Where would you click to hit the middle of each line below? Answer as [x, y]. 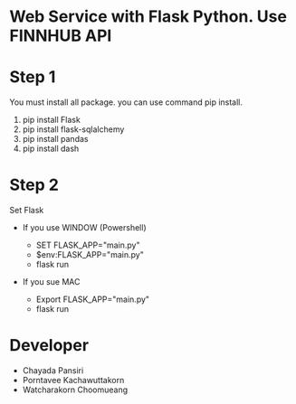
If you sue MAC [51, 282]
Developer [49, 346]
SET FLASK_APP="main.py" [88, 245]
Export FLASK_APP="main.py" [93, 299]
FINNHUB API [61, 36]
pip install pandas [55, 139]
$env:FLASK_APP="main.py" [90, 255]
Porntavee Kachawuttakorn [73, 380]
